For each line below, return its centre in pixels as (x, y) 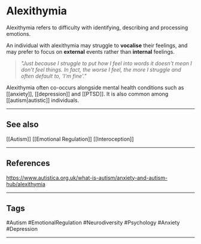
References (28, 163)
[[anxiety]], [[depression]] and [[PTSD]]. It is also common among (87, 94)
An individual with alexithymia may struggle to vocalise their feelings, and (97, 45)
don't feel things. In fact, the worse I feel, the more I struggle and (101, 69)
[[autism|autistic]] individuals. (43, 100)
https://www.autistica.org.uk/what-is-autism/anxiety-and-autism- (87, 178)
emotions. (19, 33)
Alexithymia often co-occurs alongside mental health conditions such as (95, 87)
